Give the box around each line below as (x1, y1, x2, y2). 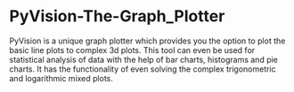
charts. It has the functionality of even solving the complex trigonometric (9, 64, 276, 74)
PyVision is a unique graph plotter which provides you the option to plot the (9, 35, 286, 46)
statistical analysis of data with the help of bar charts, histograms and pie (9, 54, 279, 65)
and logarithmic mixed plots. (9, 73, 113, 83)
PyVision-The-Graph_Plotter (9, 6, 225, 27)
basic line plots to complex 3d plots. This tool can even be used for (9, 44, 256, 55)
